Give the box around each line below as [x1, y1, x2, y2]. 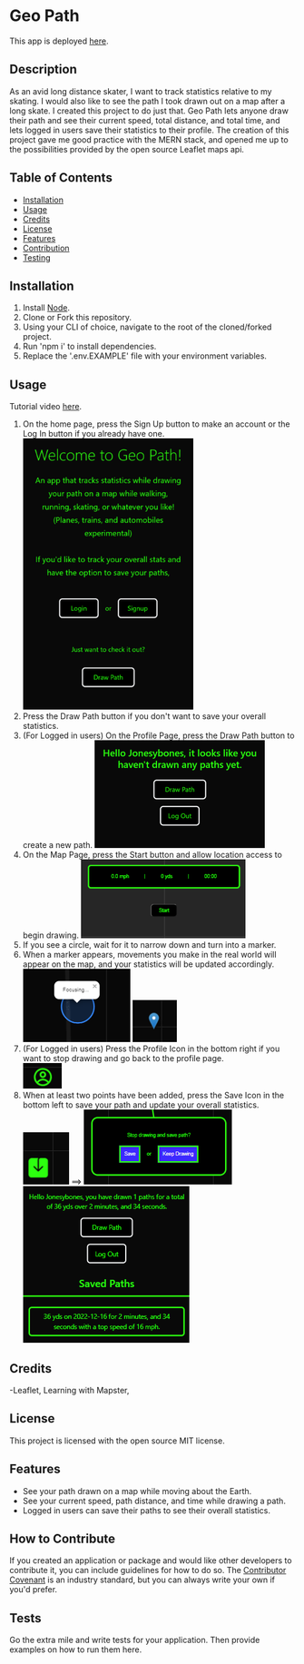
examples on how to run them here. [9, 1644, 142, 1655]
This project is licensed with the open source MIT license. [9, 1435, 225, 1446]
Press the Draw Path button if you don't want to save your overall [22, 711, 266, 722]
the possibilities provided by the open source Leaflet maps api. [9, 143, 245, 154]
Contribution [22, 242, 70, 253]
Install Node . [22, 302, 71, 313]
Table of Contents [9, 170, 113, 186]
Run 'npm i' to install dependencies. [22, 341, 157, 352]
